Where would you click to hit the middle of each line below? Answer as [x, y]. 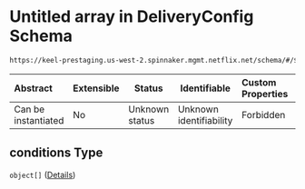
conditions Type [56, 153]
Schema [41, 36]
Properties [265, 94]
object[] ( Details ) [43, 174]
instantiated [39, 120]
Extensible [96, 88]
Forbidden [264, 114]
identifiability [205, 120]
